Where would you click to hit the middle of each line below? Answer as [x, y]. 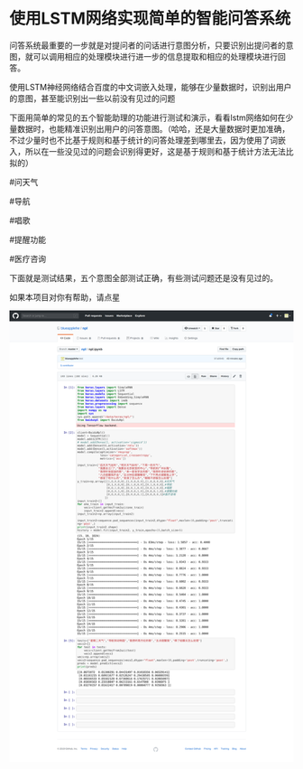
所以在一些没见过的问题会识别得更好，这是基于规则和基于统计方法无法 [155, 151]
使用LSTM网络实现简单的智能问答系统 [150, 19]
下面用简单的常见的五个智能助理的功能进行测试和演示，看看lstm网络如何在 [147, 117]
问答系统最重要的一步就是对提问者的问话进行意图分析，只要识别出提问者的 [147, 45]
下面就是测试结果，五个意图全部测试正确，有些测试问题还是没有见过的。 [143, 277]
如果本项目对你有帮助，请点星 [64, 297]
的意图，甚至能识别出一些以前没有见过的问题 [92, 98]
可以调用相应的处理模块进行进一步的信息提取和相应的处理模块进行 [155, 56]
